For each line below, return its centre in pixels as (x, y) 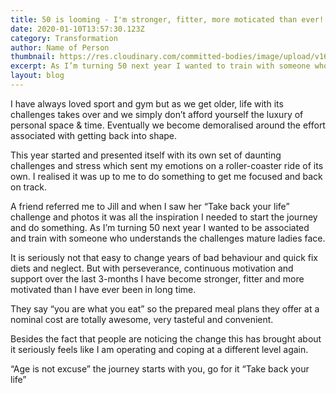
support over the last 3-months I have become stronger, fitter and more (157, 278)
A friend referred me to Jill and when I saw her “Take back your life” (150, 206)
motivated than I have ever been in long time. (103, 289)
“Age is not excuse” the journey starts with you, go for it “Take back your (160, 368)
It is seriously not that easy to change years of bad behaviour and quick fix (164, 257)
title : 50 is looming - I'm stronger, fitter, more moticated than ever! (167, 19)
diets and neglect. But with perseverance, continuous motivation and (152, 268)
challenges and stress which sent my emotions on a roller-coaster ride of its (167, 165)
